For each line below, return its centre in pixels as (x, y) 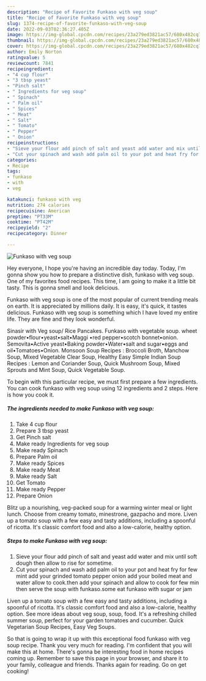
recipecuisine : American (39, 211)
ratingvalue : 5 (26, 58)
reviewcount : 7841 (30, 63)
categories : (22, 160)
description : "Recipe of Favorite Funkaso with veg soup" (82, 12)
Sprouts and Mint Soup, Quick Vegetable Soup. (66, 370)
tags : (14, 171)
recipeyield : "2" (29, 228)
